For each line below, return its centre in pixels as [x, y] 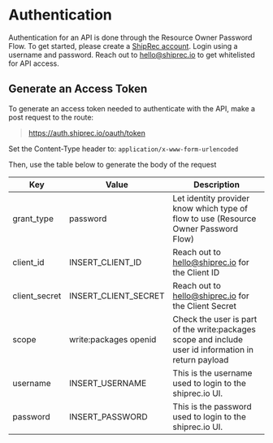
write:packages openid [113, 339]
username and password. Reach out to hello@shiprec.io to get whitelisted [132, 54]
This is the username [212, 373]
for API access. [34, 63]
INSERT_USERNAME [108, 383]
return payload [201, 359]
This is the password [212, 406]
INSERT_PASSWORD [108, 416]
